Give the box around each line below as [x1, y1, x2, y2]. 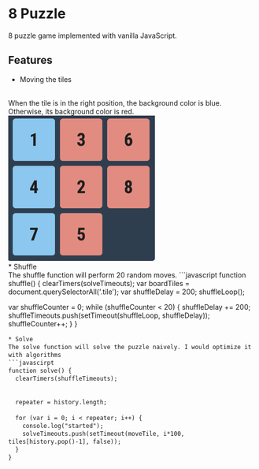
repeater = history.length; [15, 398, 108, 406]
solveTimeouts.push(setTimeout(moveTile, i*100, [22, 430, 185, 437]
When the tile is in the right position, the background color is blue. [8, 98, 222, 107]
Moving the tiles [19, 74, 72, 84]
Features [8, 54, 53, 67]
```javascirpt [8, 359, 55, 367]
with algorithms [8, 351, 61, 359]
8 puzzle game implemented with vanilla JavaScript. [8, 31, 177, 40]
